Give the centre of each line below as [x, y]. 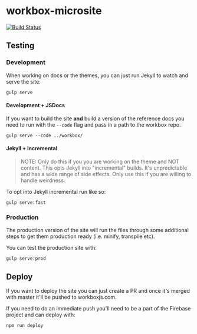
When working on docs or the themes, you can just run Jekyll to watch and [97, 75]
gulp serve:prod [26, 259]
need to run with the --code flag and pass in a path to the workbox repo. [93, 124]
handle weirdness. [43, 180]
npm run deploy [25, 326]
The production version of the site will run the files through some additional [97, 230]
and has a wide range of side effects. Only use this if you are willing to [106, 174]
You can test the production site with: [52, 248]
